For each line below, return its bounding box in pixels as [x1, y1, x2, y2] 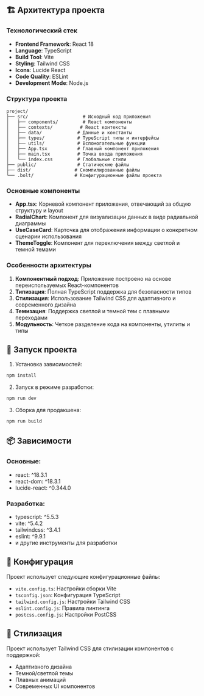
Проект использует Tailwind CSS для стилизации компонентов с [6, 645, 174, 652]
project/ [6, 108, 29, 114]
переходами [15, 314, 47, 321]
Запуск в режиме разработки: [15, 383, 94, 391]
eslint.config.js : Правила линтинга [15, 604, 110, 612]
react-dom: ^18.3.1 [15, 477, 61, 485]
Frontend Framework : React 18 [15, 40, 94, 48]
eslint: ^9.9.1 [15, 533, 46, 540]
